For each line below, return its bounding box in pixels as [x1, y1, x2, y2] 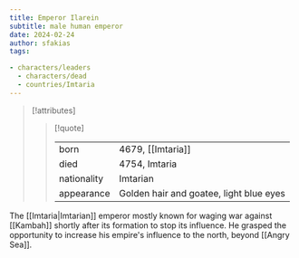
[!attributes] [31, 105, 76, 116]
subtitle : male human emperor [9, 22, 124, 31]
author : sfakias [9, 38, 71, 48]
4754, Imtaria [119, 158, 178, 170]
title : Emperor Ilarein [9, 13, 100, 23]
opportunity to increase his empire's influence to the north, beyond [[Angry [9, 229, 290, 240]
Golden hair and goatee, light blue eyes [119, 186, 285, 199]
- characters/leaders [9, 63, 92, 72]
